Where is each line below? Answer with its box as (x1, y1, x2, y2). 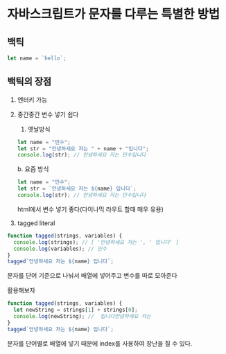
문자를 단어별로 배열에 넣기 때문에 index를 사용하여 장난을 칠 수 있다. (7, 339, 193, 347)
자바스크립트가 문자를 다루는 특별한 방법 (7, 6, 220, 22)
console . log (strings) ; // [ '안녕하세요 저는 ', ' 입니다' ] (13, 238, 179, 246)
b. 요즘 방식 (17, 165, 49, 173)
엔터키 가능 (17, 95, 48, 104)
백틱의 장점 (7, 76, 52, 87)
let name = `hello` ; (7, 55, 67, 62)
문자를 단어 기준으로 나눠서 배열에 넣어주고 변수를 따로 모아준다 (7, 272, 178, 280)
